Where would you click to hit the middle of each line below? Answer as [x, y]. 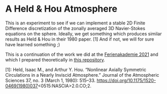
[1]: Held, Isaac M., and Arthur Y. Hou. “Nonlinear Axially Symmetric [76, 70]
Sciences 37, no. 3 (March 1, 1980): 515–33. [51, 80]
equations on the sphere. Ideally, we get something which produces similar [84, 34]
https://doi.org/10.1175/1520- [126, 80]
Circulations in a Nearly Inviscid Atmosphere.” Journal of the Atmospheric [82, 75]
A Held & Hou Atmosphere [61, 9]
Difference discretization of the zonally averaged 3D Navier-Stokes [75, 28]
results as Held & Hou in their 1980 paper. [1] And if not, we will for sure [80, 39]
